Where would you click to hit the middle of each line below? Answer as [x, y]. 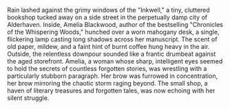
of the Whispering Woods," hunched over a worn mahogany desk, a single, [113, 32]
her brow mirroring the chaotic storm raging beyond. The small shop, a [107, 83]
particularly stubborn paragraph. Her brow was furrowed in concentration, [113, 76]
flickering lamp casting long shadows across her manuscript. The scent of [112, 39]
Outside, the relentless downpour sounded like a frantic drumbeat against [112, 54]
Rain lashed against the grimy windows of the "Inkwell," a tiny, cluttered [108, 10]
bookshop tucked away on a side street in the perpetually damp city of [107, 17]
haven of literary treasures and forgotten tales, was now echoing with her [111, 90]
